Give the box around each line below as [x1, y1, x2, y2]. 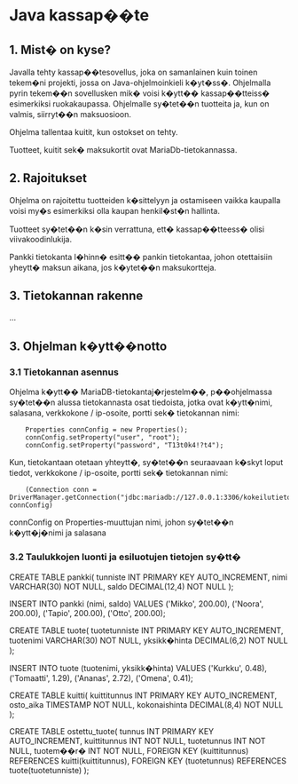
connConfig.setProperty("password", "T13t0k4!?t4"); [25, 441, 224, 450]
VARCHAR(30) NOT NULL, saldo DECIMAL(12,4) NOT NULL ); [9, 581, 234, 591]
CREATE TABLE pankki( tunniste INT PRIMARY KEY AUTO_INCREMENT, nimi [9, 572, 288, 582]
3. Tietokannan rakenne [9, 289, 144, 304]
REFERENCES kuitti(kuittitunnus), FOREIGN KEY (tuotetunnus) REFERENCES [9, 755, 286, 766]
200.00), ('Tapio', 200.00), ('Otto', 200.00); [9, 607, 166, 618]
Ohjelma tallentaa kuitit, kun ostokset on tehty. [9, 127, 179, 137]
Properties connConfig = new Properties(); [25, 425, 189, 434]
